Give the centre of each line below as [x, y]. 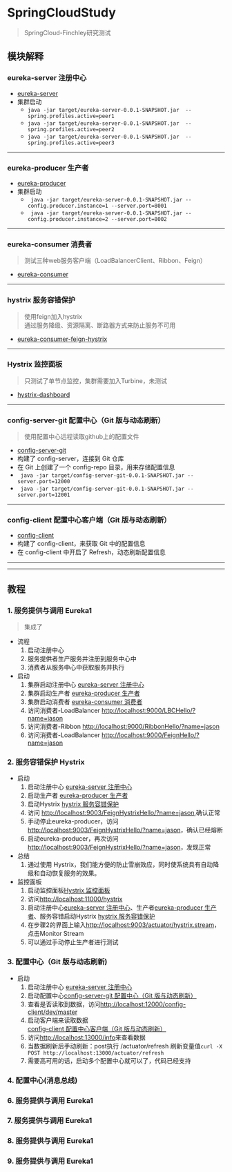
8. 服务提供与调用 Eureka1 [50, 1141]
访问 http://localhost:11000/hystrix [75, 899]
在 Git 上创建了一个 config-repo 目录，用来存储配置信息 [96, 467]
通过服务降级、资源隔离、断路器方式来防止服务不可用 [100, 325]
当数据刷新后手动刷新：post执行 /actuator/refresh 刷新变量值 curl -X [125, 1046]
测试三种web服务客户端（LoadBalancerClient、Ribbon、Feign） [115, 261]
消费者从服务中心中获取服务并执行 [76, 667]
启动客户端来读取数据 [58, 1020]
